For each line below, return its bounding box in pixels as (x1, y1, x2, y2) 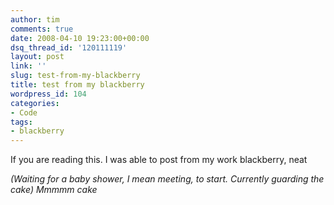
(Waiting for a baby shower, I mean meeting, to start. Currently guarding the (10, 173, 325, 185)
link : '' (10, 61, 47, 71)
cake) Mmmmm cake (10, 184, 98, 196)
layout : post (10, 52, 65, 62)
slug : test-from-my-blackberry (10, 71, 141, 81)
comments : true (10, 24, 74, 34)
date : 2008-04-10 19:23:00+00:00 (10, 33, 150, 43)
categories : (10, 98, 60, 108)
